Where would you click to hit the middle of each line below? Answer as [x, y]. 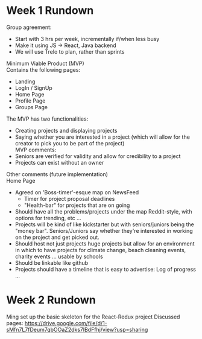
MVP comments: [36, 150]
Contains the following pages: [43, 69]
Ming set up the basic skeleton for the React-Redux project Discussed [93, 317]
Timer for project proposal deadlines [69, 198]
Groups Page [31, 107]
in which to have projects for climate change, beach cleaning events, [100, 250]
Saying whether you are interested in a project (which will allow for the [102, 137]
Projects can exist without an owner [59, 162]
